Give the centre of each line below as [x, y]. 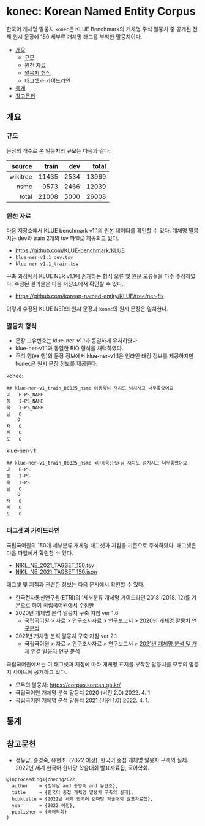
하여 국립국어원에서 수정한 [63, 605]
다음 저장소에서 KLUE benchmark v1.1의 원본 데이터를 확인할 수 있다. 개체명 [97, 230]
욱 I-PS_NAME [25, 408]
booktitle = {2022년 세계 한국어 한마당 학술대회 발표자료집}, [83, 799]
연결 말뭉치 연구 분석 [56, 651]
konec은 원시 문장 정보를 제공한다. [56, 364]
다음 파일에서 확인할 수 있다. [40, 553]
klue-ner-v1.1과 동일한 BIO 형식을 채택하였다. [69, 349]
